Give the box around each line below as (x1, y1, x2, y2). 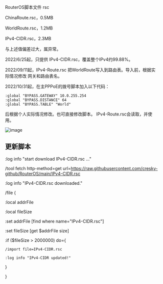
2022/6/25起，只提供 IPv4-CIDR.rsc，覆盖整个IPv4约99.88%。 (5, 57, 133, 62)
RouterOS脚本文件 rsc (5, 4, 49, 10)
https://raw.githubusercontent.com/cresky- (70, 165, 158, 171)
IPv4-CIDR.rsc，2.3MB (5, 36, 51, 41)
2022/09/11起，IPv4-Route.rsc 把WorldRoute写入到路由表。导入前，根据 (5, 67, 152, 73)
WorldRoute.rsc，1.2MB (5, 25, 53, 31)
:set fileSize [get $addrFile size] (5, 227, 70, 233)
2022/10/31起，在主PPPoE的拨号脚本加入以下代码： (5, 84, 110, 89)
